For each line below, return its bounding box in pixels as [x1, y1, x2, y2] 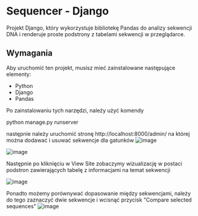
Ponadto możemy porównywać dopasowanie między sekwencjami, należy [6, 189, 191, 197]
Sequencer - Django [6, 4, 109, 18]
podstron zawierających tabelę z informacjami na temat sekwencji [6, 166, 171, 173]
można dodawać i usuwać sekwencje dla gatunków [6, 136, 135, 144]
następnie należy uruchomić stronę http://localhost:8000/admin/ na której [6, 130, 190, 137]
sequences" [6, 202, 36, 209]
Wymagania [6, 48, 53, 59]
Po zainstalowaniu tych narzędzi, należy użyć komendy [6, 107, 144, 114]
